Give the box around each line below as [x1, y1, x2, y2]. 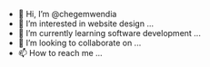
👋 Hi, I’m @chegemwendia [17, 9, 117, 19]
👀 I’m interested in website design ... [17, 18, 155, 29]
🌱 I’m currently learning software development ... [17, 28, 202, 38]
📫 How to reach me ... [17, 48, 103, 58]
